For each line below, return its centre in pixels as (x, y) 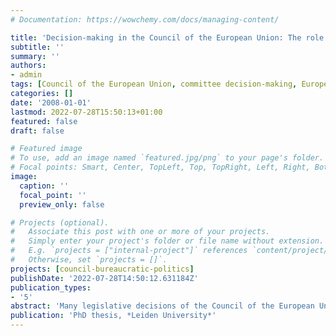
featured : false (44, 121)
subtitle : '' (37, 47)
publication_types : (51, 287)
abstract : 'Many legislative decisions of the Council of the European (162, 306)
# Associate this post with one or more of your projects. (140, 232)
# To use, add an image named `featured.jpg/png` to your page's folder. (167, 158)
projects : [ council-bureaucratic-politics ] (102, 269)
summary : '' (35, 56)
